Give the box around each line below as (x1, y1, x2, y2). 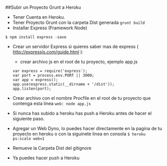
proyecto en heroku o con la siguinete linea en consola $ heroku (12, 131, 146, 137)
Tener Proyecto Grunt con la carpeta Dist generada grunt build (12, 20, 145, 25)
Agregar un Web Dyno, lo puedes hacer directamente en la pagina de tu (12, 126, 162, 131)
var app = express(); (12, 77, 58, 82)
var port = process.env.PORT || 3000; (12, 73, 94, 78)
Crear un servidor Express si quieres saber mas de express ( (12, 44, 139, 50)
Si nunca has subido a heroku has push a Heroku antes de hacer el (12, 110, 152, 116)
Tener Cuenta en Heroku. (12, 14, 66, 20)
